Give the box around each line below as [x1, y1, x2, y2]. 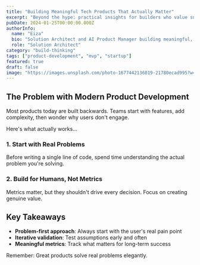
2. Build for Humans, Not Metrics [6, 175, 103, 183]
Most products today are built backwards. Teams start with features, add [6, 108, 185, 115]
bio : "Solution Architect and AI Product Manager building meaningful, [11, 36, 193, 42]
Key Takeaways [6, 212, 66, 222]
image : [6, 70, 23, 76]
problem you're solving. [6, 160, 64, 167]
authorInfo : [6, 25, 36, 32]
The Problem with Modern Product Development [6, 92, 189, 102]
